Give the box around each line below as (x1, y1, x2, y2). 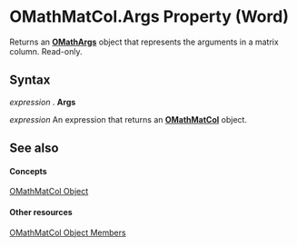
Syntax (9, 73, 51, 88)
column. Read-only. (9, 45, 83, 56)
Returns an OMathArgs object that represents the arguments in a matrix (9, 36, 279, 47)
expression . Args (9, 96, 76, 107)
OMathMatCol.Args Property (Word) (9, 6, 289, 27)
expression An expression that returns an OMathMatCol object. (9, 114, 248, 124)
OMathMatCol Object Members (9, 227, 126, 238)
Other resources (9, 206, 73, 217)
